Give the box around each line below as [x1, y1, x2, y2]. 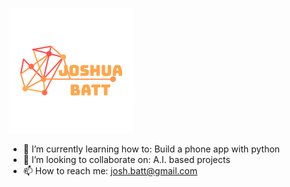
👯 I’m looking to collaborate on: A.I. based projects [22, 154, 231, 165]
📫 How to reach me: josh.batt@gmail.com [22, 165, 198, 177]
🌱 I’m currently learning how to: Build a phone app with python [22, 143, 281, 155]
